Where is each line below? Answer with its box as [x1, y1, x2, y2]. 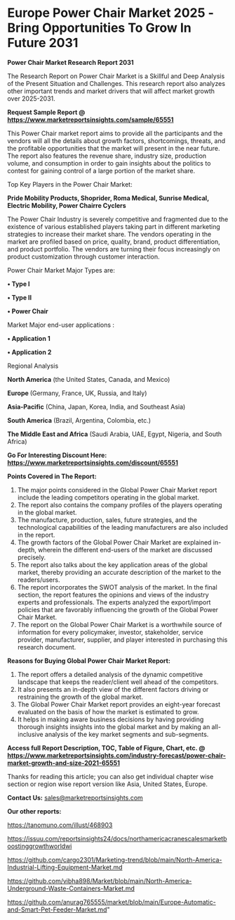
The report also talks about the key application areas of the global [17, 560, 208, 568]
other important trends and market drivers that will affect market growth [7, 87, 215, 95]
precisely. [17, 553, 46, 561]
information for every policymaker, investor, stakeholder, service [17, 628, 203, 636]
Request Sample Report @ [7, 108, 86, 116]
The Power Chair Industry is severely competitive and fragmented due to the [7, 215, 229, 223]
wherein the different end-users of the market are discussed [37, 545, 213, 554]
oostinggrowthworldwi [7, 842, 72, 850]
